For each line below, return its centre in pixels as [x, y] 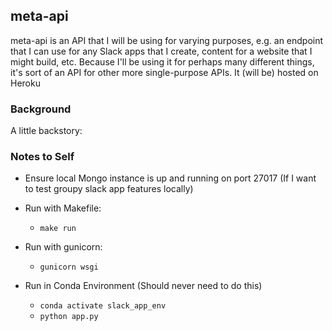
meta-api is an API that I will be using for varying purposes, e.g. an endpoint [167, 40]
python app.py [69, 317]
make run [58, 229]
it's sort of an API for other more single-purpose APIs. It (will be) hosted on [164, 72]
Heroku [25, 83]
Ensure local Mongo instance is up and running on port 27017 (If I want [170, 178]
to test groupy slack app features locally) [109, 189]
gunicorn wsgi [69, 267]
